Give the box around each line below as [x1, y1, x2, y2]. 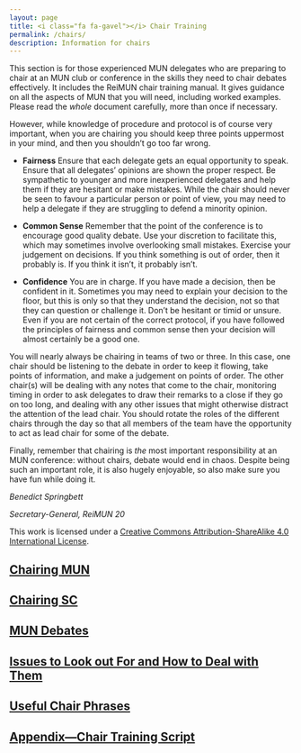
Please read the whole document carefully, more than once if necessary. [9, 101, 279, 113]
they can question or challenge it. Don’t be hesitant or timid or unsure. [22, 305, 281, 316]
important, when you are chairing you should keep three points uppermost [9, 128, 285, 140]
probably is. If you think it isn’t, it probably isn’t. [22, 259, 198, 270]
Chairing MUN [9, 562, 91, 577]
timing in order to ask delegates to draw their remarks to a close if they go [9, 389, 283, 401]
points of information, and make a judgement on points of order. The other [9, 370, 285, 381]
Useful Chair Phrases [9, 699, 130, 714]
